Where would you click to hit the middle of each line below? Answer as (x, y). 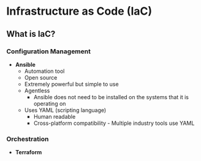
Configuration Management (48, 51)
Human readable (55, 116)
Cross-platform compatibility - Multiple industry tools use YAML (114, 123)
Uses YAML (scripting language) (65, 110)
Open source (41, 77)
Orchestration (28, 139)
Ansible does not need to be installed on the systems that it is (111, 97)
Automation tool (44, 71)
